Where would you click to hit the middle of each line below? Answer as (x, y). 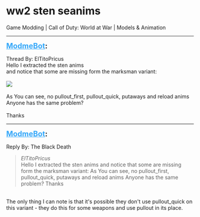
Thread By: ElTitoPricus (35, 58)
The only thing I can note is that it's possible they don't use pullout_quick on (99, 201)
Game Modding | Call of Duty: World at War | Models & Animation (86, 27)
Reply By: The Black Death (39, 147)
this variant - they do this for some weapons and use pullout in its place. (95, 207)
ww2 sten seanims (54, 11)
